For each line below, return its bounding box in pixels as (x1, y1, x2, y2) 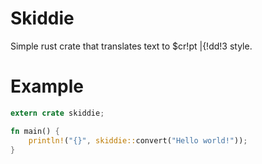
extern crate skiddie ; (10, 108, 105, 118)
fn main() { (10, 126, 60, 136)
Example (10, 75, 84, 98)
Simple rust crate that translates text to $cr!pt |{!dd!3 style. (10, 40, 253, 52)
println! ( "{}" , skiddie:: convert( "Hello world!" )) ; (28, 135, 248, 146)
